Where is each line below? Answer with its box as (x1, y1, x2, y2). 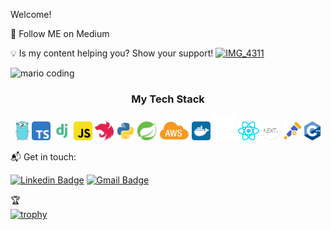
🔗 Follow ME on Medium (10, 28, 110, 39)
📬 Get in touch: (10, 151, 77, 163)
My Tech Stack (131, 92, 205, 106)
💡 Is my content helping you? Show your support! (10, 47, 214, 59)
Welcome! (10, 9, 52, 20)
